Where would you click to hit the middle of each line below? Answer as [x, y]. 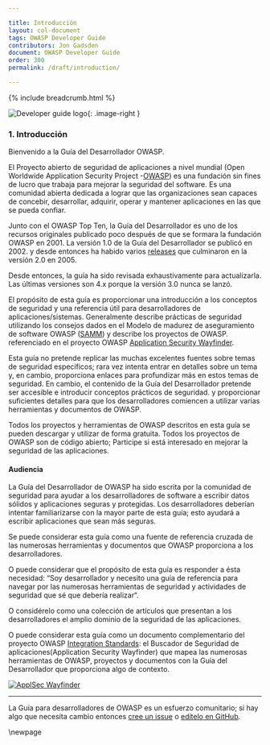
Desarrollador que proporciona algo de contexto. [89, 669]
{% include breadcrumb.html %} [62, 97]
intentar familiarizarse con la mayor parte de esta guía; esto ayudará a [124, 513]
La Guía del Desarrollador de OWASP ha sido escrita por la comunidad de [130, 487]
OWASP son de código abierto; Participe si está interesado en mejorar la [128, 442]
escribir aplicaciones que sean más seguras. [82, 521]
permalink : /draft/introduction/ [64, 68]
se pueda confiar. [37, 210]
